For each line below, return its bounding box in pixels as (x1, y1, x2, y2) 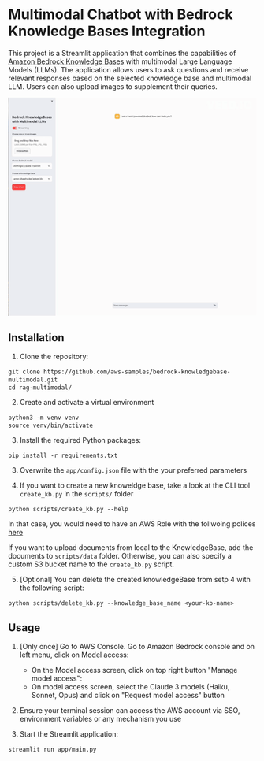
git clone (8, 368, 41, 376)
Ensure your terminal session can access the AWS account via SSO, (19, 706, 240, 715)
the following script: (19, 583, 84, 592)
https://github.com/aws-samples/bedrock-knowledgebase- (43, 368, 231, 376)
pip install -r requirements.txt (8, 451, 118, 460)
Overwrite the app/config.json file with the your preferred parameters (19, 466, 247, 475)
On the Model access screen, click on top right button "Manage (31, 666, 238, 675)
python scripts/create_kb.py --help (8, 506, 128, 514)
